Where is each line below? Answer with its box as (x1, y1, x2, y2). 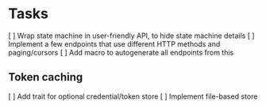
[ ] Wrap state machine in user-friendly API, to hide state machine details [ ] (8, 31, 256, 40)
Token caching (8, 70, 83, 84)
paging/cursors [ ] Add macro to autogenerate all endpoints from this (8, 47, 234, 57)
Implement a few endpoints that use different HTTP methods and (8, 39, 221, 48)
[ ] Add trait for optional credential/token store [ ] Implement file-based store (8, 92, 258, 101)
